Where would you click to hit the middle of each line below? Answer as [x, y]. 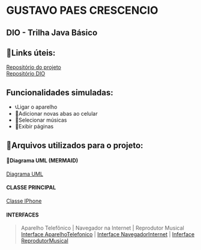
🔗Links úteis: [31, 52]
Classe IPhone [24, 201]
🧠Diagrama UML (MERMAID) [42, 161]
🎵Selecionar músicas [41, 120]
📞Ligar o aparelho [36, 107]
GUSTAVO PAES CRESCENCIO [82, 10]
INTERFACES [22, 215]
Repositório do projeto [34, 67]
